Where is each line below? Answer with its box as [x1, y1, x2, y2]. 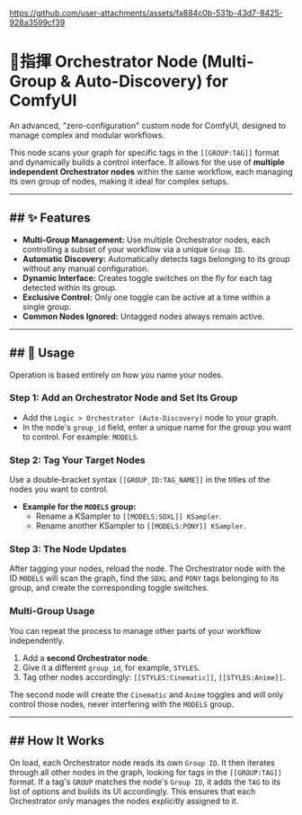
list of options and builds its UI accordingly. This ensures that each [9, 785, 256, 796]
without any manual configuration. [22, 263, 150, 274]
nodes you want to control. [9, 484, 109, 494]
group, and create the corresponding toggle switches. [9, 583, 209, 593]
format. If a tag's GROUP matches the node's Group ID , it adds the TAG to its [9, 776, 281, 787]
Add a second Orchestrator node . [22, 652, 150, 663]
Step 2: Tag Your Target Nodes [9, 454, 146, 466]
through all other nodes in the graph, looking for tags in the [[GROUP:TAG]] [9, 766, 282, 777]
